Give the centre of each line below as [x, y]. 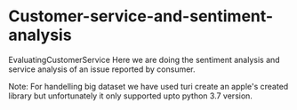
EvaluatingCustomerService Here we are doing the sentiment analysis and [144, 59]
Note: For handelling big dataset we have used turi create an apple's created [148, 86]
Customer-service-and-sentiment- [141, 16]
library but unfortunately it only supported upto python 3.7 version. [130, 96]
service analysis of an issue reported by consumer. [102, 69]
